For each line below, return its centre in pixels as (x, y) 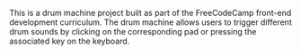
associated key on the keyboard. (70, 41)
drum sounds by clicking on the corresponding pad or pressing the (133, 31)
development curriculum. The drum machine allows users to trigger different (150, 22)
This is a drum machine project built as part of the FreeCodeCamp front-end (150, 13)
